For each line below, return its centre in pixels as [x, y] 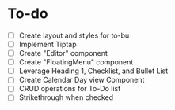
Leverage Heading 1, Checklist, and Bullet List [93, 71]
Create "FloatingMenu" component [76, 62]
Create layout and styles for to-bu [74, 35]
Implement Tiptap [48, 44]
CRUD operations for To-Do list [70, 89]
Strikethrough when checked [66, 97]
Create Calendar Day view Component [82, 80]
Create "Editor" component [63, 53]
